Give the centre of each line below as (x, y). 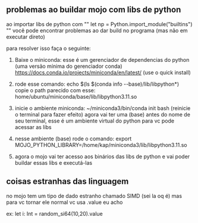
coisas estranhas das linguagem (67, 182)
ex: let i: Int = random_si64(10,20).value (54, 213)
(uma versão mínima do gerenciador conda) (68, 66)
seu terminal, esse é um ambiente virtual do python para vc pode (94, 121)
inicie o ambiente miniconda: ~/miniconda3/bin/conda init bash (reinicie (103, 108)
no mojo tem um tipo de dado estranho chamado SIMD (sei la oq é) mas (94, 196)
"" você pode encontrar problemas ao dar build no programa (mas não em (97, 30)
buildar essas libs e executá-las (54, 162)
